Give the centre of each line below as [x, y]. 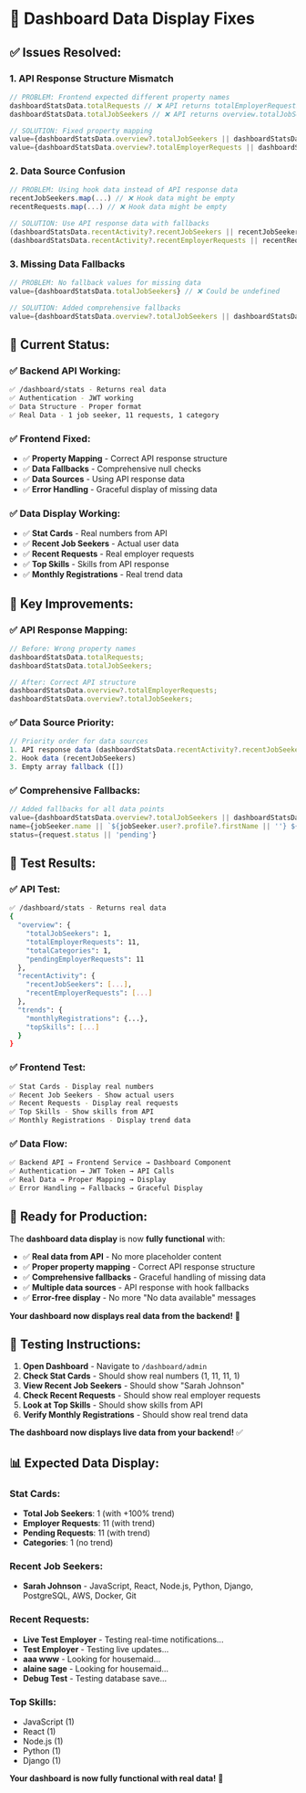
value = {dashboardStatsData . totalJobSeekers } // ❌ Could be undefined [145, 291]
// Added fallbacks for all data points [87, 809]
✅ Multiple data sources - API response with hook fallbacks [136, 1287]
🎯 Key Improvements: [71, 603]
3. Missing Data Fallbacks [67, 264]
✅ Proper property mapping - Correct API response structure [139, 1266]
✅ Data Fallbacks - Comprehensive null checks [112, 469]
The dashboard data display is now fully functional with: [117, 1239]
